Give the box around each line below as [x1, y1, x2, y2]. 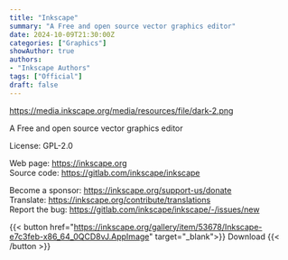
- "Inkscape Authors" [9, 64, 91, 73]
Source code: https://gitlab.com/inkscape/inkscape [9, 167, 200, 178]
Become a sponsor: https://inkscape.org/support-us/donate [9, 184, 232, 195]
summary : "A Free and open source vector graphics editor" [9, 22, 237, 31]
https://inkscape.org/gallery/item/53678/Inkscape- [73, 221, 263, 232]
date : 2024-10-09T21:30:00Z [9, 30, 116, 39]
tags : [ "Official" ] [9, 72, 83, 81]
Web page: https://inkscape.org [9, 157, 128, 168]
